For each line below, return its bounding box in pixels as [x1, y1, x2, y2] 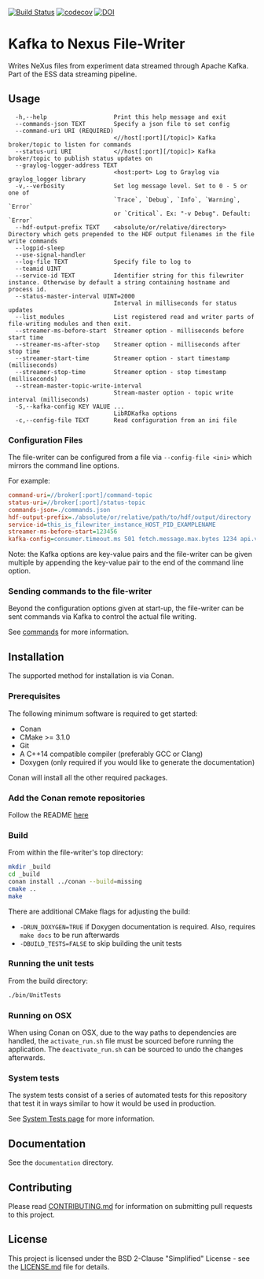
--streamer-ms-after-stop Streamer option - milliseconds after [15, 340, 241, 348]
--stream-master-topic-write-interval [15, 382, 143, 390]
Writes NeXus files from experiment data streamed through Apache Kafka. [8, 61, 249, 70]
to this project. [8, 1210, 55, 1219]
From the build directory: [8, 976, 88, 985]
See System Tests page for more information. [8, 1114, 156, 1124]
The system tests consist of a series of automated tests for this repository [8, 1091, 247, 1100]
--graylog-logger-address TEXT [15, 161, 118, 169]
